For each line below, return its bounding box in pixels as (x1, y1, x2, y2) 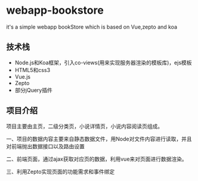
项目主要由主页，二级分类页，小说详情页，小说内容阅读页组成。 (6, 123, 163, 130)
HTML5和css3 (14, 66, 51, 73)
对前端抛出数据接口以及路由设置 (6, 142, 85, 149)
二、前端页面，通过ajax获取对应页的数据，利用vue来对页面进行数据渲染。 (6, 155, 188, 163)
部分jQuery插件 (14, 86, 52, 93)
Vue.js (14, 73, 31, 80)
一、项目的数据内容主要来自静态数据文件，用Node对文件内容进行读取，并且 (6, 135, 192, 142)
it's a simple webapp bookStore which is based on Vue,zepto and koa (6, 23, 178, 30)
